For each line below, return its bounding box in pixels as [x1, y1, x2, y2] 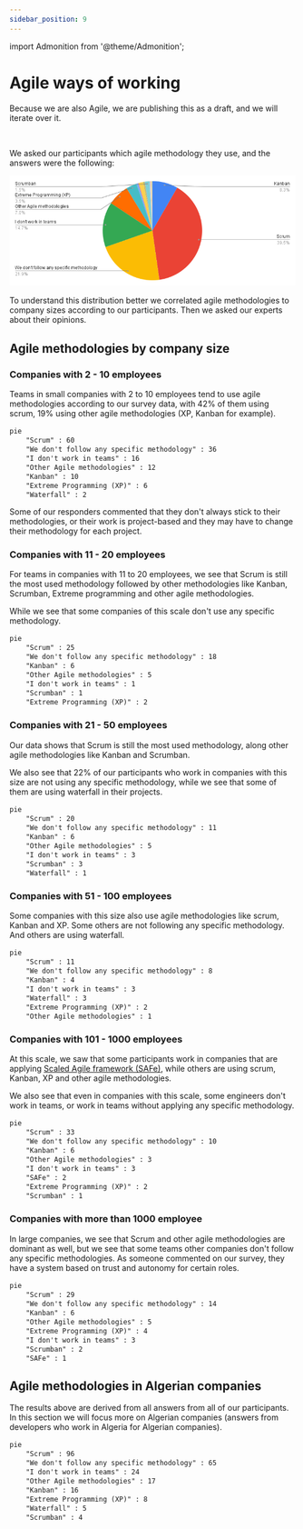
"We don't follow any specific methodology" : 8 [25, 966, 213, 975]
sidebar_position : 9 [9, 15, 88, 24]
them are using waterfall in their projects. [9, 786, 163, 797]
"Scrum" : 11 [25, 957, 75, 966]
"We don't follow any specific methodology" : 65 [25, 1459, 218, 1468]
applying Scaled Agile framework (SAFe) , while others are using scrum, [9, 1064, 277, 1074]
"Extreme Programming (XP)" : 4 [25, 1326, 148, 1335]
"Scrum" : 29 [25, 1290, 75, 1299]
